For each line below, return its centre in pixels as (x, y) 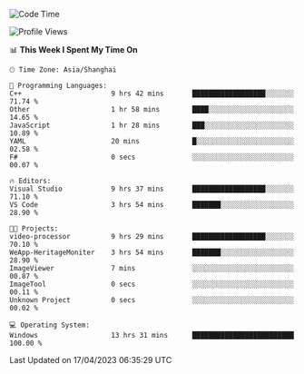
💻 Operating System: (50, 325)
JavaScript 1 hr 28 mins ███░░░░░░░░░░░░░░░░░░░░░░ (152, 125)
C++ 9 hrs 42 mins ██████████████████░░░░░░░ (152, 93)
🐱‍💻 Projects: (34, 229)
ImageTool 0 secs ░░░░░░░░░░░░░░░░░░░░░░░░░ (152, 284)
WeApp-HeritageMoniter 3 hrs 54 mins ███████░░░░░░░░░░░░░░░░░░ (152, 252)
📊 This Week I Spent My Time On (74, 49)
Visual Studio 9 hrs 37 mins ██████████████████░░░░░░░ (152, 189)
